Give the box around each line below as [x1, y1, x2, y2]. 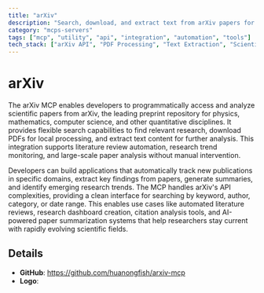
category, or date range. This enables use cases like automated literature [8, 200, 245, 209]
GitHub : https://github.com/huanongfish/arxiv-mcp [19, 268, 186, 277]
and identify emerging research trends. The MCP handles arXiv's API [8, 182, 232, 192]
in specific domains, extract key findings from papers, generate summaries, [8, 174, 253, 184]
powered [8, 216, 37, 225]
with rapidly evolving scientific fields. [8, 225, 128, 234]
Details [8, 247, 43, 260]
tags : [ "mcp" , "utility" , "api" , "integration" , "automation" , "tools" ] [8, 33, 251, 42]
